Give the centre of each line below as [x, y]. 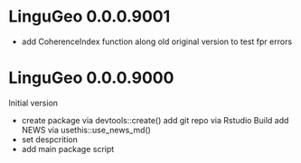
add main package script [68, 149]
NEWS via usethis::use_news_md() [86, 130]
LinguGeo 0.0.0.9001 [89, 17]
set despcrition [49, 139]
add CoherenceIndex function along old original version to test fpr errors [157, 41]
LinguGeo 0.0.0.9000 [91, 78]
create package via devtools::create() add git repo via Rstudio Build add [155, 120]
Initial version [33, 103]
